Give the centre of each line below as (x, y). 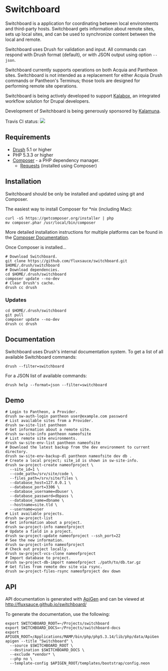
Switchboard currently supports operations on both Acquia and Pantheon (81, 70)
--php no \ (21, 659)
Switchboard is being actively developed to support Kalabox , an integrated (83, 96)
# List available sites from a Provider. (49, 421)
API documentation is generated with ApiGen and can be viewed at (75, 599)
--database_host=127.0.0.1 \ (40, 483)
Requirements (28, 137)
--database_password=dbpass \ (41, 496)
